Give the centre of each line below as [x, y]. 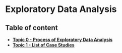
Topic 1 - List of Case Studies [43, 45]
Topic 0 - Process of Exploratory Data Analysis [63, 39]
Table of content [32, 28]
